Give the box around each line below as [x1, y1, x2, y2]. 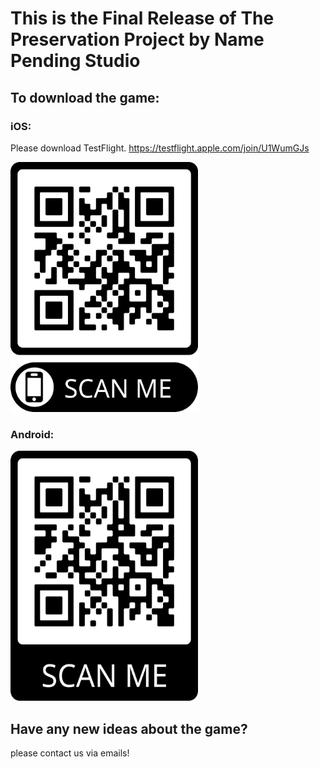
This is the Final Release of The [10, 7, 275, 30]
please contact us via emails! [10, 747, 130, 759]
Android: [10, 427, 55, 441]
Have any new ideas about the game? [10, 720, 248, 737]
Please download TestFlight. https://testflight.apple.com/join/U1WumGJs [10, 142, 310, 154]
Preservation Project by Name [10, 28, 265, 51]
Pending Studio [10, 50, 141, 72]
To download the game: [10, 89, 160, 106]
